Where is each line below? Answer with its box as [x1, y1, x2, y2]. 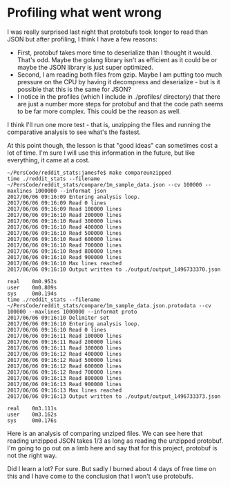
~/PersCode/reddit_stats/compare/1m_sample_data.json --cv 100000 [7, 181, 202, 188]
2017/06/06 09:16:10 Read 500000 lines [7, 229, 122, 236]
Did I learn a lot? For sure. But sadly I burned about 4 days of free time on [7, 464, 216, 472]
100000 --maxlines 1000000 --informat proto [7, 308, 137, 315]
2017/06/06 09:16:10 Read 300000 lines [7, 218, 122, 225]
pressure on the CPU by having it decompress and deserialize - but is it [17, 77, 221, 86]
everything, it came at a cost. [7, 155, 90, 164]
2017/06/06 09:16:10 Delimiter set [7, 314, 110, 321]
